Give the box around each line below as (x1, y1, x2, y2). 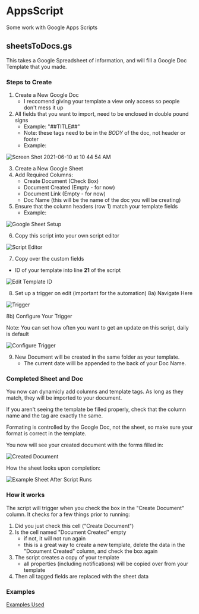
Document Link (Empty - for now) (23, 190, 106, 197)
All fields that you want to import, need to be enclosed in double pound (14, 110, 189, 118)
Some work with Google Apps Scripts (6, 24, 98, 31)
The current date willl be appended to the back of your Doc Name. (23, 360, 187, 367)
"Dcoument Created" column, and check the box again (23, 547, 158, 555)
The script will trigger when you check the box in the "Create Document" (6, 504, 185, 511)
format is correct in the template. (6, 430, 87, 437)
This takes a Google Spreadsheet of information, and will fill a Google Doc (6, 56, 187, 64)
